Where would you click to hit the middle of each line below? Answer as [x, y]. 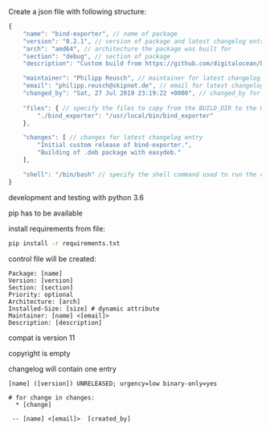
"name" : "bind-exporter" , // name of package [100, 34]
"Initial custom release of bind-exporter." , [115, 145]
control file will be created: [52, 259]
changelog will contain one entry [62, 368]
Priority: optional [41, 294]
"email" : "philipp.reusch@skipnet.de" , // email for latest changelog [143, 86]
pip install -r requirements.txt [64, 243]
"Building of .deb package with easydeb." [109, 153]
